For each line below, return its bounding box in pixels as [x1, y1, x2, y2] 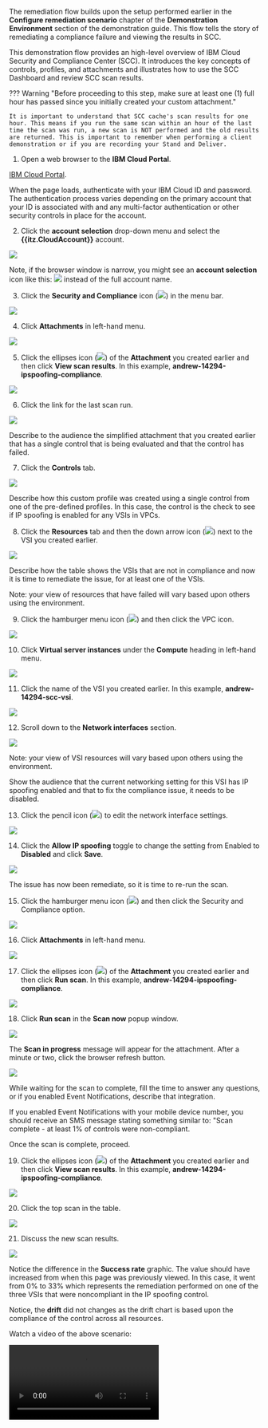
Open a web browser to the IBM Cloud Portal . [20, 155, 171, 164]
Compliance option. [20, 905, 85, 914]
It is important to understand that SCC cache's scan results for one [9, 112, 249, 120]
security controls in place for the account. [9, 211, 147, 220]
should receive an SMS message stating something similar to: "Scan [9, 1116, 234, 1125]
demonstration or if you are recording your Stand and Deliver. [9, 140, 227, 148]
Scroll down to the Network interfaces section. [20, 723, 176, 732]
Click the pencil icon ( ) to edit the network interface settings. [20, 811, 228, 820]
